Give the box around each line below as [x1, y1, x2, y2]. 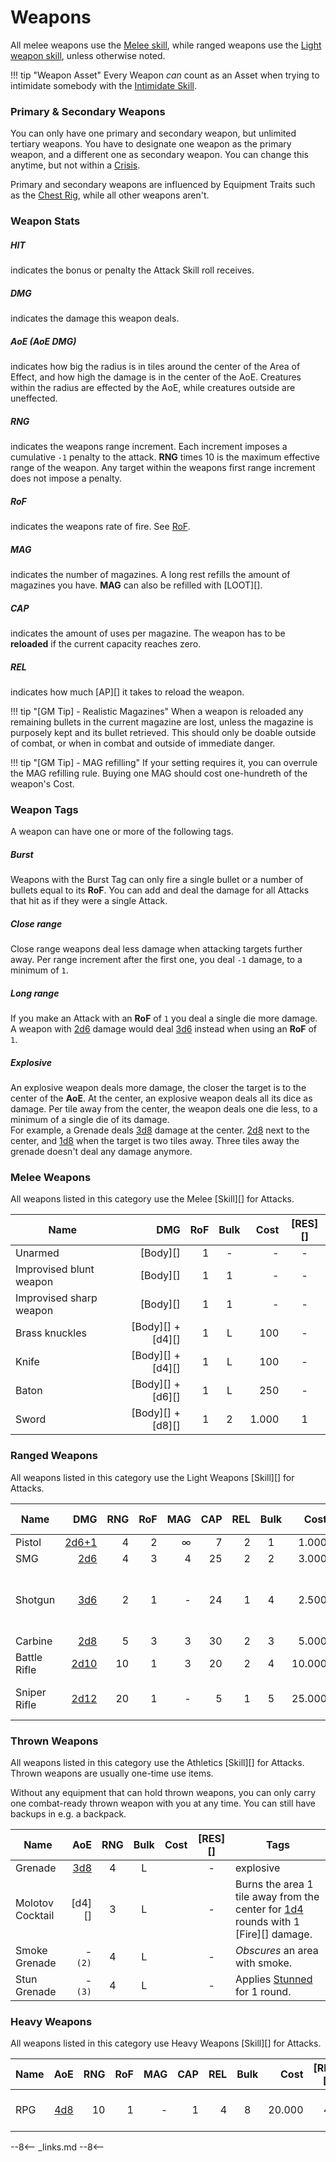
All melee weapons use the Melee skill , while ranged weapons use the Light [10, 39, 322, 51]
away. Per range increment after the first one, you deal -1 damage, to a [10, 954, 303, 966]
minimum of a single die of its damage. [10, 1114, 170, 1126]
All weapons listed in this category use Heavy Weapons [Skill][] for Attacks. [10, 2037, 322, 2050]
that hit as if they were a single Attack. [10, 895, 168, 907]
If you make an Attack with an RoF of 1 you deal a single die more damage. [10, 1012, 318, 1025]
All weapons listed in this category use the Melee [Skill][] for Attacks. [10, 1193, 295, 1205]
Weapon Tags [10, 802, 79, 816]
